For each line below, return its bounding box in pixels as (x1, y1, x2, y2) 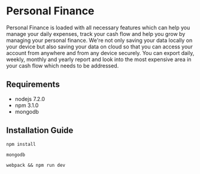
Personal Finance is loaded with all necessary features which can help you (6, 24, 190, 31)
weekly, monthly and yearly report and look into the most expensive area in (6, 56, 192, 63)
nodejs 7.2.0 (14, 95, 46, 102)
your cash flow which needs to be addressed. (6, 62, 119, 69)
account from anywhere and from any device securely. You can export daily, (6, 49, 195, 56)
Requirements (6, 80, 60, 90)
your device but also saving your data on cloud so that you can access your (6, 43, 193, 50)
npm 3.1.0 (14, 102, 39, 109)
